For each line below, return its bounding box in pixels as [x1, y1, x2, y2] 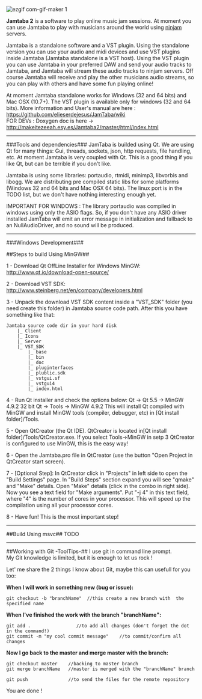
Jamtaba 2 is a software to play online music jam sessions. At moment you [6, 17, 192, 24]
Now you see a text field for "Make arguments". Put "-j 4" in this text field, [6, 489, 189, 496]
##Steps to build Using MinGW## [6, 251, 90, 258]
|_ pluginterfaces [28, 365, 74, 371]
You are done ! [6, 687, 43, 694]
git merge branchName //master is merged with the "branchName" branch [6, 666, 195, 672]
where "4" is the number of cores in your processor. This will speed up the [6, 495, 191, 502]
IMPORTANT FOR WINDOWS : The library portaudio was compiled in [6, 203, 176, 210]
